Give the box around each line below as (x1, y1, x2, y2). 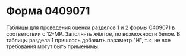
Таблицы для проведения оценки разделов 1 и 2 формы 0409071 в (6, 24, 175, 31)
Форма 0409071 (6, 4, 90, 18)
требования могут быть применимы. (6, 43, 100, 50)
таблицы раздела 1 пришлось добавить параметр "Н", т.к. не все (6, 36, 171, 43)
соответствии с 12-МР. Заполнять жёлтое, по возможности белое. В (6, 30, 181, 37)
